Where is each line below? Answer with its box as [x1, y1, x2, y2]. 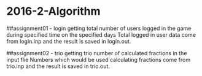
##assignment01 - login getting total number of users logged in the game [6, 25, 192, 32]
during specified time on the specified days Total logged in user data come [6, 31, 196, 38]
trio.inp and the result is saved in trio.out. [6, 63, 111, 70]
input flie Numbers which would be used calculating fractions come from [6, 56, 191, 63]
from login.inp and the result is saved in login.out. [6, 37, 131, 45]
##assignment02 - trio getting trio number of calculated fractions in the [6, 49, 187, 56]
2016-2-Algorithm [6, 4, 101, 18]
